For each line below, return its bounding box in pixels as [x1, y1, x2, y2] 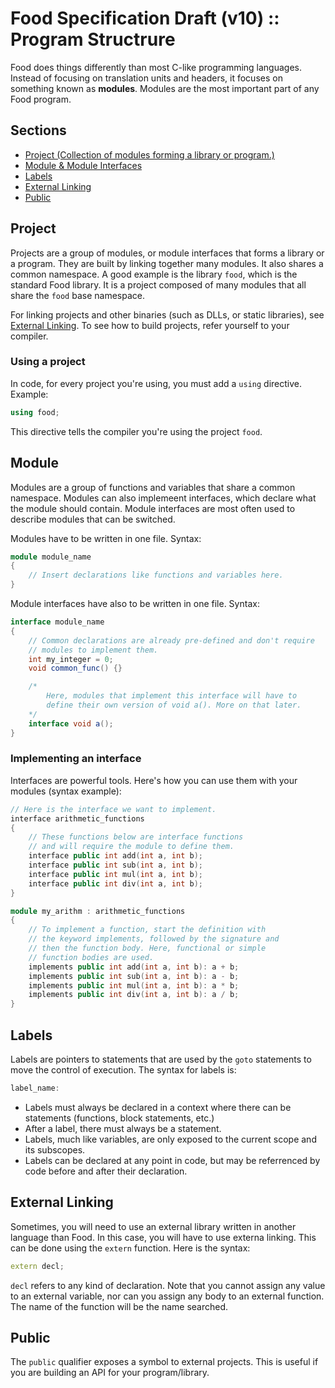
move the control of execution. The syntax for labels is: [10, 1064, 237, 1076]
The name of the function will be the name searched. [10, 1300, 229, 1312]
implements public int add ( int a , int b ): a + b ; [28, 962, 240, 972]
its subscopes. [24, 1143, 86, 1156]
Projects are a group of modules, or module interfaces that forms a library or [10, 247, 325, 259]
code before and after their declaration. [24, 1165, 188, 1177]
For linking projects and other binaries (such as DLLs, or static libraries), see [10, 308, 325, 321]
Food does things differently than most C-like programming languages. [10, 61, 303, 73]
